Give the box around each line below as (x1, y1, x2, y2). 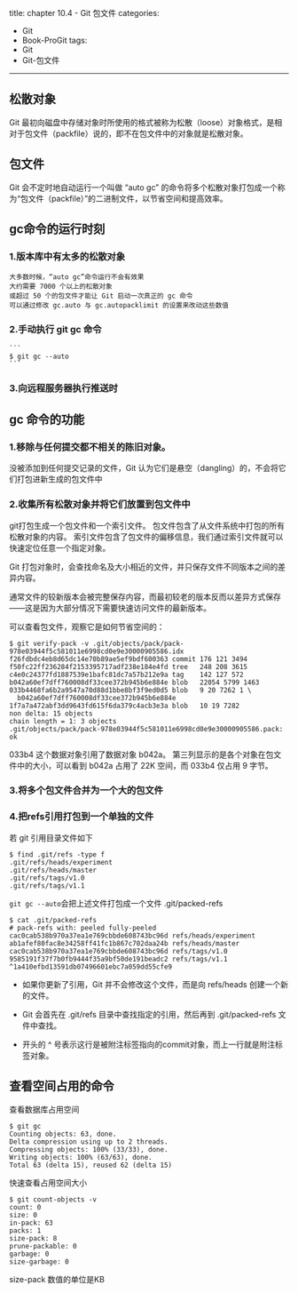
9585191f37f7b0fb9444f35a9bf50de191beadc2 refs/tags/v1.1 (9, 954, 228, 963)
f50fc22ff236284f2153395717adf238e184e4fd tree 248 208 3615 (9, 662, 248, 671)
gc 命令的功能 (9, 411, 85, 427)
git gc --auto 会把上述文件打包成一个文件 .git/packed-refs (9, 898, 223, 908)
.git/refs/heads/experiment (9, 858, 114, 866)
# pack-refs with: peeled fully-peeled (9, 923, 157, 932)
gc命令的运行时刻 (9, 221, 106, 237)
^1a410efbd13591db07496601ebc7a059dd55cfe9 (9, 962, 173, 971)
